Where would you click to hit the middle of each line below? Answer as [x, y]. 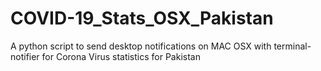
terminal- [292, 46]
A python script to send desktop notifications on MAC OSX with [141, 46]
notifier [25, 56]
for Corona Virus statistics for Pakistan [121, 56]
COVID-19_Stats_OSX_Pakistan [142, 18]
